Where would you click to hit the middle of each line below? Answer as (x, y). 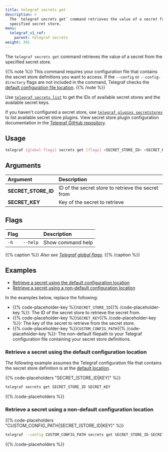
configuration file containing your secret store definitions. (71, 339)
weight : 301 (17, 42)
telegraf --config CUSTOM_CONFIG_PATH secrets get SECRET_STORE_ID (77, 435)
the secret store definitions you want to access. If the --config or (72, 77)
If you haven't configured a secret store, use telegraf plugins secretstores (84, 112)
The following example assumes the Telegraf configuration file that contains (83, 363)
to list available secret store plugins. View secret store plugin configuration (82, 117)
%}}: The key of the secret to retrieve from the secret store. (74, 323)
